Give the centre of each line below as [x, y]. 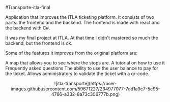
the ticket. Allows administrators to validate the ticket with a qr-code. [77, 74]
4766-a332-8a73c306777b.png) [86, 94]
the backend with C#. [28, 28]
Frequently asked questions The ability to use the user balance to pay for [82, 68]
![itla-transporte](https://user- [86, 83]
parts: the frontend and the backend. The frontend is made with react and [82, 23]
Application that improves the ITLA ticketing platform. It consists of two [80, 17]
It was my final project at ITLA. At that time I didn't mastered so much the [82, 38]
